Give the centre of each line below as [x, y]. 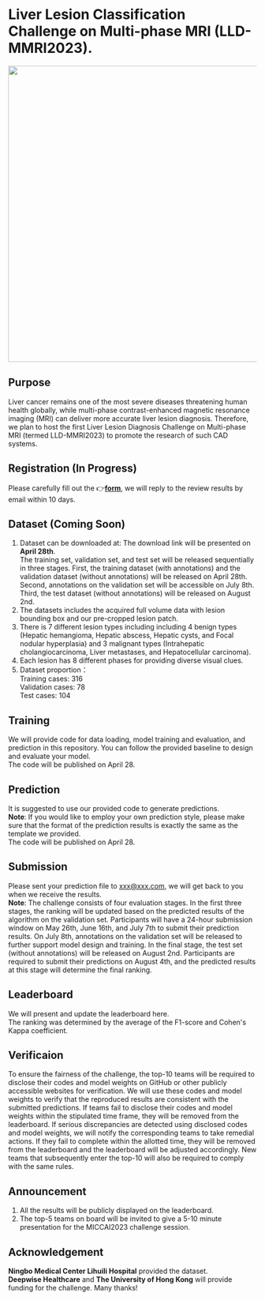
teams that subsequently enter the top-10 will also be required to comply [126, 1158]
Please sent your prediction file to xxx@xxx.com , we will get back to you [126, 885]
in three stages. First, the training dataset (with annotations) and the [130, 568]
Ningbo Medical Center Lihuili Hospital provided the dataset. [108, 1271]
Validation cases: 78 [52, 687]
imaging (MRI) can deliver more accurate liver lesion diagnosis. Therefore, [129, 418]
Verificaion [36, 1056]
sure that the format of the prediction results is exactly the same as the [123, 825]
